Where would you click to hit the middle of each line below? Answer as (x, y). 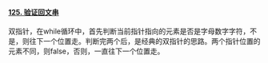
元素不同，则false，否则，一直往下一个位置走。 (86, 51)
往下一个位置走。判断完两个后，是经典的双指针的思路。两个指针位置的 (145, 41)
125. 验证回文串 (34, 12)
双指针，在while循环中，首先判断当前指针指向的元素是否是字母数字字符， (129, 31)
